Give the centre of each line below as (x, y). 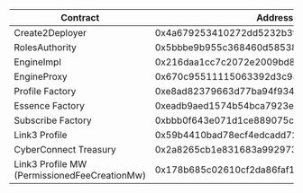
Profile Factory (45, 91)
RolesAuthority (45, 47)
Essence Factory (50, 105)
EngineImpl (37, 62)
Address (275, 18)
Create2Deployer (50, 33)
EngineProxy (41, 77)
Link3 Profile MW (50, 164)
